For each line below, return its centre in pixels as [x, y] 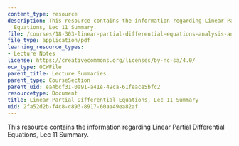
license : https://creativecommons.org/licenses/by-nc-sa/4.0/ [101, 61]
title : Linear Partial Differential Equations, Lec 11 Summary [103, 100]
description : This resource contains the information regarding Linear [116, 21]
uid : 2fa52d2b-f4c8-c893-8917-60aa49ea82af [73, 107]
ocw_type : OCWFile [34, 67]
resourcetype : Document [43, 93]
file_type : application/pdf [49, 41]
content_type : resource [43, 14]
